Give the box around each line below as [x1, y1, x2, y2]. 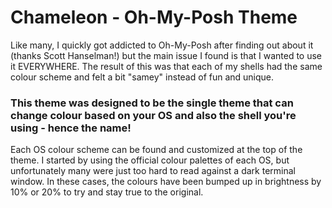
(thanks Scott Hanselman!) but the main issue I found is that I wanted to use [10, 49, 323, 61]
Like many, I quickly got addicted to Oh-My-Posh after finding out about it [10, 39, 314, 51]
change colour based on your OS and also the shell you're [10, 108, 297, 122]
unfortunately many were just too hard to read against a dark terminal [10, 165, 296, 177]
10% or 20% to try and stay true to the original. [10, 186, 204, 198]
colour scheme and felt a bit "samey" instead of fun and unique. [10, 71, 275, 83]
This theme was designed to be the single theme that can [10, 96, 294, 110]
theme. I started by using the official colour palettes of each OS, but [10, 154, 290, 166]
